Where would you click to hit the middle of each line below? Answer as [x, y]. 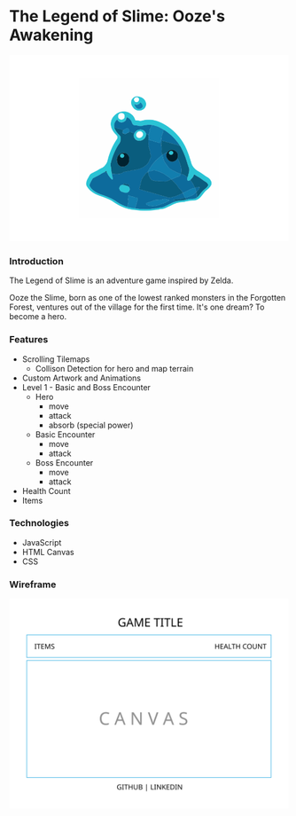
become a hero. [38, 317]
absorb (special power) [91, 425]
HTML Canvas [48, 552]
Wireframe [33, 585]
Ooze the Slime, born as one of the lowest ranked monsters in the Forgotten [148, 298]
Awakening [51, 35]
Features [29, 340]
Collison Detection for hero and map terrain [114, 368]
